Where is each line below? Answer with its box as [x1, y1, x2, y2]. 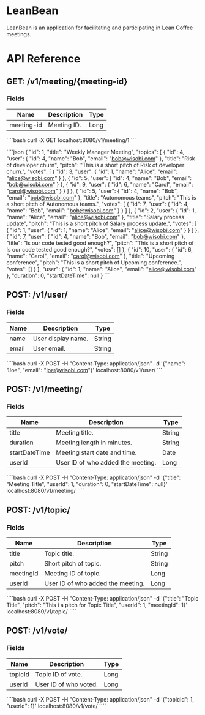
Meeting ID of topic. [44, 569, 101, 577]
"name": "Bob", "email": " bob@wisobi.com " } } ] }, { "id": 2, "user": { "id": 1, [6, 206, 196, 214]
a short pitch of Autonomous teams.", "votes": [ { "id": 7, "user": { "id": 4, [6, 200, 189, 208]
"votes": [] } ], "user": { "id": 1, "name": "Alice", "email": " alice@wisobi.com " [6, 265, 197, 272]
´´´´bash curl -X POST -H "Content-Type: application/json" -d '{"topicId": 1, [6, 695, 195, 703]
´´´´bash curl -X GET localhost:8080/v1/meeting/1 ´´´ [6, 136, 136, 144]
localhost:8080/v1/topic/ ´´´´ [6, 607, 76, 615]
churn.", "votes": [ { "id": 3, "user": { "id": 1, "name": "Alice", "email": [6, 168, 177, 175]
